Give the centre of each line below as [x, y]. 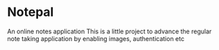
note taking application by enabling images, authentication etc [96, 38]
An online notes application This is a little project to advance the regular [109, 31]
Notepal [30, 12]
